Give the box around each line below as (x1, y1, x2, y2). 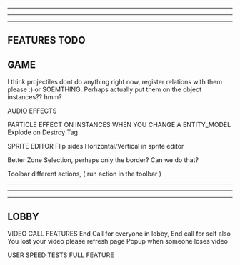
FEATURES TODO (7, 34, 86, 46)
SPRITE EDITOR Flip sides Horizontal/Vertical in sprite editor (7, 142, 184, 151)
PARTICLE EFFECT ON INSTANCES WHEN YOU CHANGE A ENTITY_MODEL (7, 121, 231, 129)
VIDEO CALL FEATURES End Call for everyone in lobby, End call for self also (7, 229, 231, 238)
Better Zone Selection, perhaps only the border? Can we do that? (7, 156, 199, 164)
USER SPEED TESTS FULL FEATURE (7, 251, 114, 259)
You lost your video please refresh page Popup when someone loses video (7, 237, 229, 246)
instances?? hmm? (7, 93, 62, 101)
